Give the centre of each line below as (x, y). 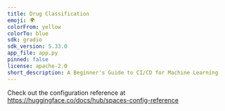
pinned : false (28, 60)
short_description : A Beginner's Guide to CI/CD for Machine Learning (113, 72)
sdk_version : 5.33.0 (38, 46)
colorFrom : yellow (34, 27)
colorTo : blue (28, 33)
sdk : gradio (25, 40)
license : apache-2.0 (38, 66)
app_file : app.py (33, 53)
